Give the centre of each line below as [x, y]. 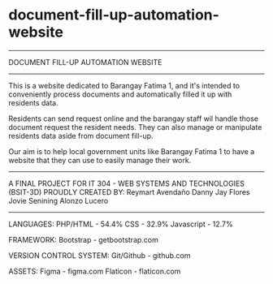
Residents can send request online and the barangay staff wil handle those [133, 118]
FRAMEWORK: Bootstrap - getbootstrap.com [83, 239]
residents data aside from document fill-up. [81, 136]
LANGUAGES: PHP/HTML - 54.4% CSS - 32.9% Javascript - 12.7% [121, 224]
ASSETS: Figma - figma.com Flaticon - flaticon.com [95, 271]
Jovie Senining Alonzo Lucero [58, 200]
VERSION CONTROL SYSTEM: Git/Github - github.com [100, 255]
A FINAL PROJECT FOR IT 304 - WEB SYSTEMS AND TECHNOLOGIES [127, 183]
